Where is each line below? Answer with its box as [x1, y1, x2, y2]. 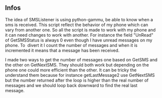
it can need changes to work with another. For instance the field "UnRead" [5, 32, 154, 38]
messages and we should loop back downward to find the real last [5, 82, 138, 88]
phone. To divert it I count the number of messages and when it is [5, 42, 138, 48]
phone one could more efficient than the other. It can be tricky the [5, 67, 137, 73]
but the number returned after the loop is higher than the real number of [5, 77, 149, 83]
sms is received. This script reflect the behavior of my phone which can [5, 22, 148, 28]
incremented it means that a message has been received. [5, 47, 120, 53]
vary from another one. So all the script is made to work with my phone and [5, 27, 156, 33]
